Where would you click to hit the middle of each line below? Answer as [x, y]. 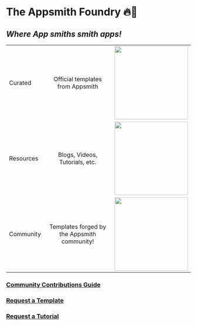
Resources [24, 158]
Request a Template [35, 300]
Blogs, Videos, [78, 155]
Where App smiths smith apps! [64, 34]
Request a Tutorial [33, 316]
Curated [20, 83]
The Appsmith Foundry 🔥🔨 [72, 12]
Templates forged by [78, 227]
